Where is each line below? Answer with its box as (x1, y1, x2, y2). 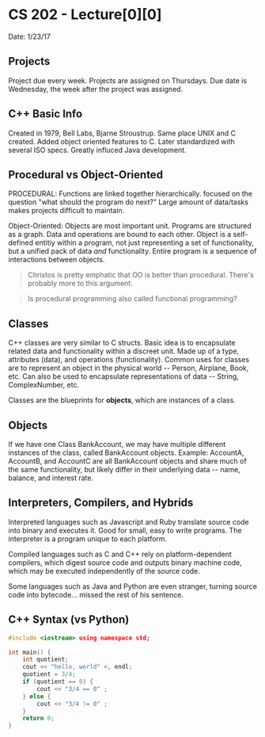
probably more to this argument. (27, 279, 133, 288)
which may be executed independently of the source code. (8, 566, 200, 575)
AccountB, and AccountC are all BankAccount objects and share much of (8, 456, 247, 465)
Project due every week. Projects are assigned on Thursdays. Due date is (8, 75, 248, 85)
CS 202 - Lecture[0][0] (8, 6, 162, 24)
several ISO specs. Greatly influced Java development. (8, 145, 187, 155)
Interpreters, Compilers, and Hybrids (8, 496, 194, 510)
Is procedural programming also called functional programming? (27, 294, 237, 304)
